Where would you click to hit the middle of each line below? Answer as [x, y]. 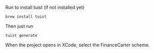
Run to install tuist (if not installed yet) [45, 7]
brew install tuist [26, 17]
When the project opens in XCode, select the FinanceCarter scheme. [78, 45]
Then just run [19, 26]
